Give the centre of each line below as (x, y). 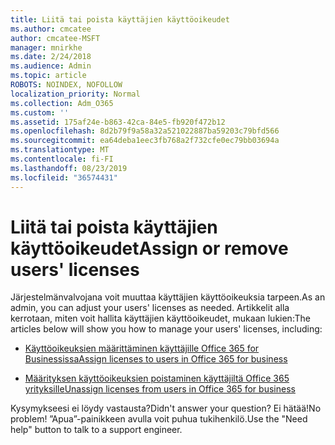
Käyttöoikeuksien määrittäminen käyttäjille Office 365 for (142, 348)
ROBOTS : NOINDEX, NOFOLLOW (66, 85)
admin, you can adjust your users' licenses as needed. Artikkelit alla (150, 308)
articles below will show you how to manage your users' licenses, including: (166, 329)
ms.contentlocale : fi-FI (62, 159)
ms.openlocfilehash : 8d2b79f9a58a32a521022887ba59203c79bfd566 (145, 131)
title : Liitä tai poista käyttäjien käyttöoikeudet (120, 19)
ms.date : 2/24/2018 (51, 57)
